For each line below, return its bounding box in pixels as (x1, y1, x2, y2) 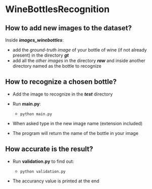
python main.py (20, 111, 52, 117)
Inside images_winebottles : (5, 37, 64, 43)
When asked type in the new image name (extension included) (12, 120, 143, 126)
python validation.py (20, 169, 66, 174)
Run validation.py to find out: (12, 158, 74, 164)
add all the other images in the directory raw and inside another (12, 58, 145, 64)
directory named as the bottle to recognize (12, 63, 102, 69)
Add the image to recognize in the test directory (12, 91, 113, 97)
